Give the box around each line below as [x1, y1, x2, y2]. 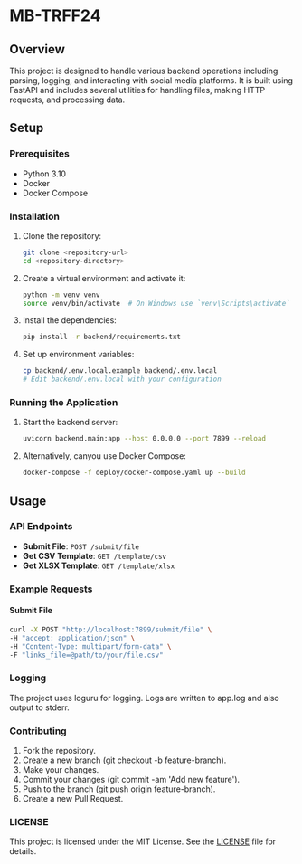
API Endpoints [9, 520, 73, 533]
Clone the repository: [22, 230, 102, 241]
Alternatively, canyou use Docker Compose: [22, 451, 187, 461]
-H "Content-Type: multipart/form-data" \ [9, 641, 172, 651]
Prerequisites [9, 147, 70, 160]
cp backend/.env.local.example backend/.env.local [22, 366, 218, 375]
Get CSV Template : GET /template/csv [22, 550, 167, 561]
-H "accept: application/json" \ [9, 633, 136, 642]
